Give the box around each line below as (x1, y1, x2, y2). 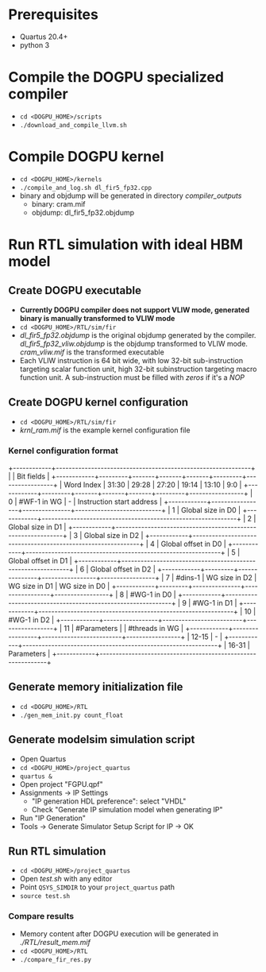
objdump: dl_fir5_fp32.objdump (31, 207, 135, 217)
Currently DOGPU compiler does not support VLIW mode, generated (19, 304, 250, 315)
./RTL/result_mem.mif (19, 937, 91, 947)
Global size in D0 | (181, 505, 241, 514)
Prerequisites (8, 6, 99, 24)
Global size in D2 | (83, 530, 144, 540)
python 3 (19, 40, 50, 49)
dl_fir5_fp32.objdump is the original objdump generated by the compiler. (19, 330, 256, 339)
